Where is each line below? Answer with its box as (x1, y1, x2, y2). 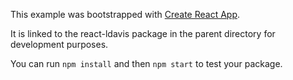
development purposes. (10, 39, 109, 50)
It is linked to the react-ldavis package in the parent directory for (10, 28, 276, 39)
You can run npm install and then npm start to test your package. (10, 58, 283, 69)
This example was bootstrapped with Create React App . (10, 9, 241, 20)
